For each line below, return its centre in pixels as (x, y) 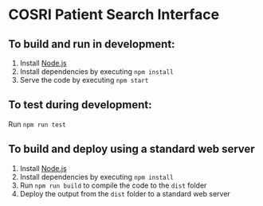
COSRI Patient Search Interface (114, 15)
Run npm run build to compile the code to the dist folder (113, 185)
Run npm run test (37, 124)
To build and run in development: (92, 44)
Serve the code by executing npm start (84, 80)
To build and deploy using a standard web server (131, 149)
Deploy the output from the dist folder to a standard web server (125, 193)
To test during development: (80, 105)
